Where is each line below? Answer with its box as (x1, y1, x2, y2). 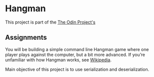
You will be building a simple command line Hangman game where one (5, 46, 149, 52)
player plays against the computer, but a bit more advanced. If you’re (5, 51, 146, 57)
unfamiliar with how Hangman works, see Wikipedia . (5, 57, 112, 63)
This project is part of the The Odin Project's (5, 19, 96, 25)
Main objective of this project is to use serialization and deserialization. (5, 66, 150, 72)
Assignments (5, 33, 47, 42)
